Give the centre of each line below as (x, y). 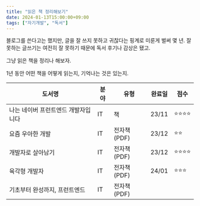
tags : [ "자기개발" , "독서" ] (37, 23)
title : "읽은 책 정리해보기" (37, 12)
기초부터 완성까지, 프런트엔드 (47, 190)
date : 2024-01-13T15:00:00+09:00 (48, 17)
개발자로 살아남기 (32, 153)
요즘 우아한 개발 (30, 134)
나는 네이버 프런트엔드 (38, 110)
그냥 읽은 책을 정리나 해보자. (39, 61)
